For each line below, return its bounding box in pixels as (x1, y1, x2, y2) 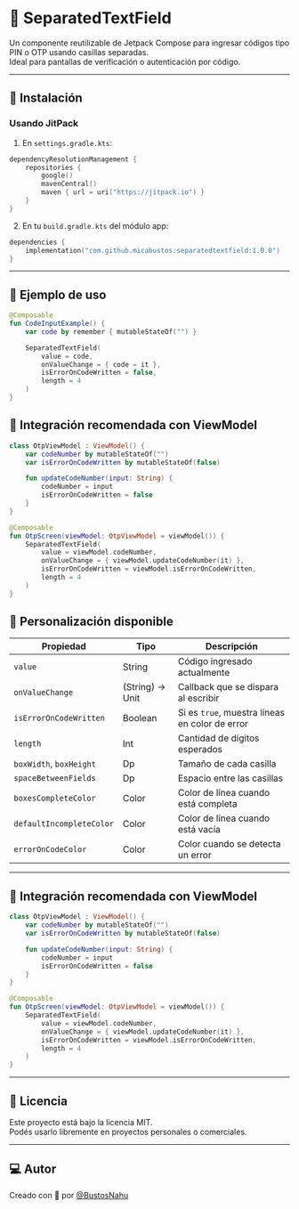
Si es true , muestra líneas (177, 707, 286, 719)
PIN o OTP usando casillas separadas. (9, 46, 149, 57)
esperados (177, 743, 222, 756)
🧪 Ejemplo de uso (9, 287, 107, 302)
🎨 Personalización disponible (9, 614, 174, 629)
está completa (177, 798, 238, 810)
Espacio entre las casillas (177, 772, 283, 784)
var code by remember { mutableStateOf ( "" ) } (25, 327, 198, 337)
